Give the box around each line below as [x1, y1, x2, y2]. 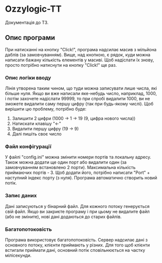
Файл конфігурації [5, 143, 52, 150]
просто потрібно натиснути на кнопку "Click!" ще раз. [5, 62, 117, 68]
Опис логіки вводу [5, 74, 51, 81]
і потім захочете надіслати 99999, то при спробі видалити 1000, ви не [5, 96, 150, 102]
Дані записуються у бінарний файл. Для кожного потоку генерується [5, 203, 150, 209]
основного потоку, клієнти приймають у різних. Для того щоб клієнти [5, 242, 150, 248]
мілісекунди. [5, 252, 32, 258]
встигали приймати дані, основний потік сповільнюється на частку [5, 247, 145, 253]
